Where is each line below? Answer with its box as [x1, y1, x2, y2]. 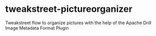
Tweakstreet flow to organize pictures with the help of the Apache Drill [5, 20, 152, 26]
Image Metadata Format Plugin [5, 25, 69, 31]
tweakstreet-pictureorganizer [5, 3, 132, 15]
